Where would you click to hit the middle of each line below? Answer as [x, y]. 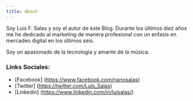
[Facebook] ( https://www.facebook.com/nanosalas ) [77, 79]
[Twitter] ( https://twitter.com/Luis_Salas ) [63, 86]
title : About [22, 11]
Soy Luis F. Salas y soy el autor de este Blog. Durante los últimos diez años [97, 28]
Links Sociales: [28, 67]
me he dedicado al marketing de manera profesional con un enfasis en [92, 34]
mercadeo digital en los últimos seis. [50, 40]
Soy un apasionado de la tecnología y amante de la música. [78, 52]
